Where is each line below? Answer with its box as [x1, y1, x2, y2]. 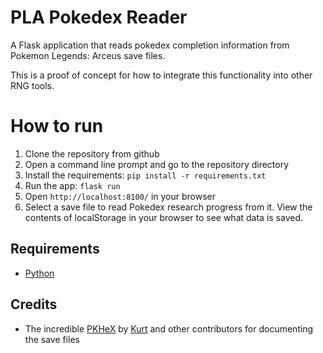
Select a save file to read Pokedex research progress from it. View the [24, 201, 313, 213]
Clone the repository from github [24, 147, 160, 160]
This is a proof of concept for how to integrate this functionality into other [10, 69, 313, 81]
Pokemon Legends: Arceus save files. [10, 49, 166, 61]
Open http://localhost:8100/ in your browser [24, 190, 216, 202]
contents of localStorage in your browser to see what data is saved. [24, 211, 304, 223]
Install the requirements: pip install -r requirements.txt [24, 169, 267, 181]
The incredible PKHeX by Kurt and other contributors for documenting [24, 322, 314, 335]
